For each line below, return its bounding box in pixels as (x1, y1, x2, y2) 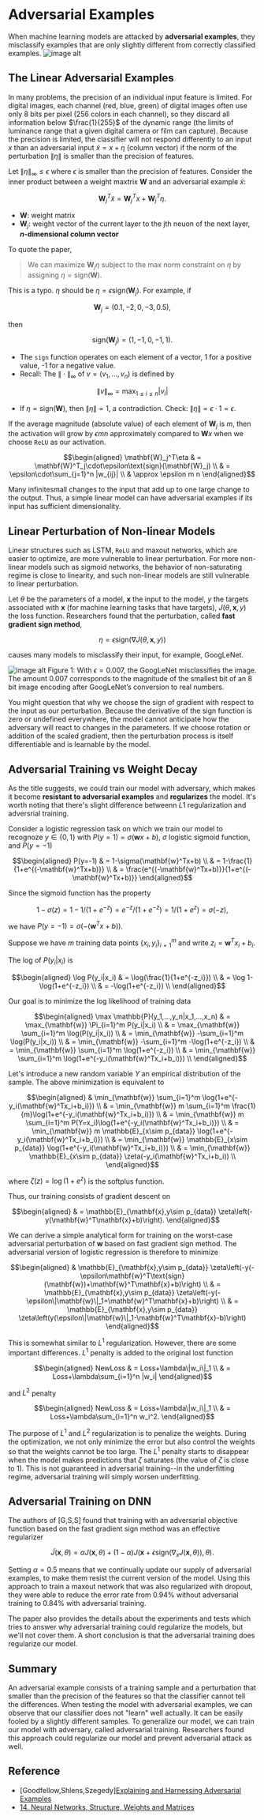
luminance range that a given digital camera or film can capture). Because (8, 126, 248, 135)
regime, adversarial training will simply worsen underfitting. (8, 1471, 201, 1481)
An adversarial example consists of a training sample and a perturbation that (8, 1682, 256, 1692)
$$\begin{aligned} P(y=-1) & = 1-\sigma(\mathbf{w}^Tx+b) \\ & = (12, 856, 221, 865)
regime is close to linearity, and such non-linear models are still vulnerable (8, 571, 250, 580)
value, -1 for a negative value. (19, 360, 116, 370)
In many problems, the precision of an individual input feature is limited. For (8, 92, 253, 102)
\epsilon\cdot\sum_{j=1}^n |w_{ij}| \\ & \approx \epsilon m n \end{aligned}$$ (9, 469, 256, 479)
